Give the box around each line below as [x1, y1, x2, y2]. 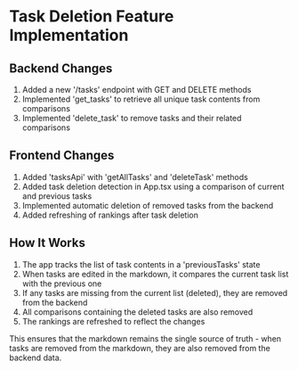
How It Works [9, 235, 86, 251]
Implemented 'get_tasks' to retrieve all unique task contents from [21, 94, 261, 104]
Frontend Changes [9, 148, 115, 163]
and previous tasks [21, 190, 93, 201]
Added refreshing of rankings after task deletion [21, 210, 198, 220]
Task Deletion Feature [9, 6, 174, 27]
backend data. [9, 352, 62, 363]
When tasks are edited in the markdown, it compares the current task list [21, 268, 289, 279]
